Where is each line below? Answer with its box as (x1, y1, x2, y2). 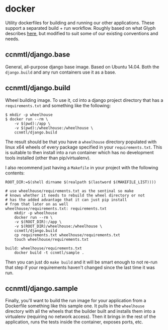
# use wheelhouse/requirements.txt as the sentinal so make (5, 188, 134, 193)
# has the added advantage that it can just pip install (5, 197, 127, 202)
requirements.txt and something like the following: (5, 102, 111, 108)
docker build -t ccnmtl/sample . (14, 250, 85, 255)
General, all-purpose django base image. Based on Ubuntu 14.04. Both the (5, 63, 159, 70)
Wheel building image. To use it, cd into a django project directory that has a (5, 97, 163, 103)
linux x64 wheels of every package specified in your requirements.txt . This (5, 144, 162, 150)
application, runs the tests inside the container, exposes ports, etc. (5, 319, 143, 325)
